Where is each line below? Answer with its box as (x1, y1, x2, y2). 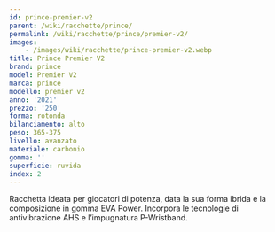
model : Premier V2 (9, 71, 77, 80)
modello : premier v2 (9, 87, 86, 96)
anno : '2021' (9, 95, 58, 104)
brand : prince (9, 63, 62, 72)
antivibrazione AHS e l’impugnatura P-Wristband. (9, 213, 188, 223)
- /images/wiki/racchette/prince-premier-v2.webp (25, 46, 213, 55)
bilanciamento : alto (9, 120, 86, 129)
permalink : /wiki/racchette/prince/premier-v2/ (9, 29, 189, 38)
